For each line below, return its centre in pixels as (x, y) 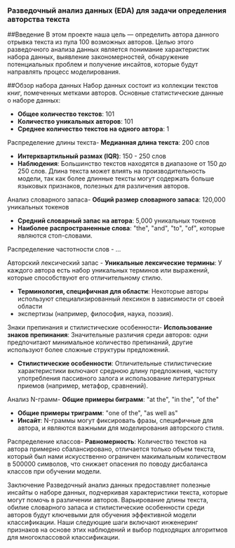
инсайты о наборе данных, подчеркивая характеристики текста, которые (117, 492)
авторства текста (39, 19)
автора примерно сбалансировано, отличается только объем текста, (112, 449)
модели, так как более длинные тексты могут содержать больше (116, 178)
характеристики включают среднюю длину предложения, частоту (117, 371)
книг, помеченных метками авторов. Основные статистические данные (115, 93)
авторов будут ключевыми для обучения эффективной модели (102, 515)
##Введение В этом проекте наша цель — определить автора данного (113, 34)
